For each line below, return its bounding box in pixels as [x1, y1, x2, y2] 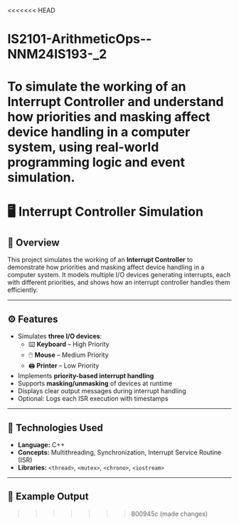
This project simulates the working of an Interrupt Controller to [7, 256, 193, 264]
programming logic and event [7, 155, 185, 170]
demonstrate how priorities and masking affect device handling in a [7, 263, 205, 271]
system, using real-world [7, 139, 159, 155]
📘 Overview [7, 236, 60, 249]
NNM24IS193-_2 [7, 46, 107, 63]
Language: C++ [17, 441, 65, 449]
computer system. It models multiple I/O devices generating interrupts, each [7, 271, 231, 279]
